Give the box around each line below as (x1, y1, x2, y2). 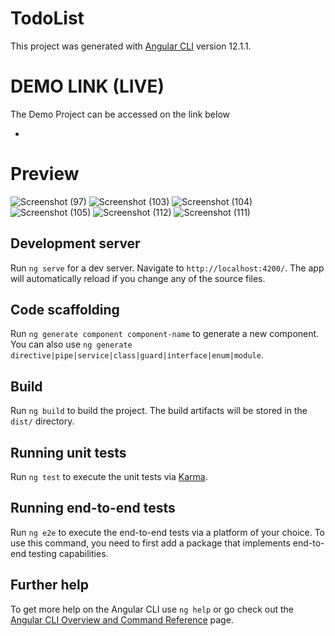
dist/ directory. (10, 415, 75, 427)
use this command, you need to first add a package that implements (10, 537, 291, 549)
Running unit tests (10, 444, 127, 461)
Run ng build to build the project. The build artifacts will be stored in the (10, 405, 308, 417)
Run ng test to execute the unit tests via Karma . (10, 471, 208, 483)
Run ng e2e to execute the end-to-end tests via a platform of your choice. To (10, 526, 326, 538)
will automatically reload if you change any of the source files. (10, 272, 266, 284)
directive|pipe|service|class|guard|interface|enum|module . (10, 349, 264, 361)
